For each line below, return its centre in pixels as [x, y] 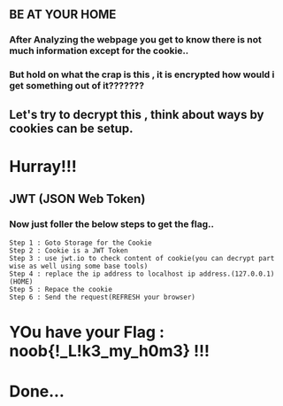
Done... [37, 391]
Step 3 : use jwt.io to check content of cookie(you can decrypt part [142, 258]
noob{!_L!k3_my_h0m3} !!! [110, 351]
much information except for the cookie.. [99, 51]
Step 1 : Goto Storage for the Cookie [80, 243]
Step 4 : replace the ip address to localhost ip [103, 274]
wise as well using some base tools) [79, 266]
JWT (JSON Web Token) [77, 199]
